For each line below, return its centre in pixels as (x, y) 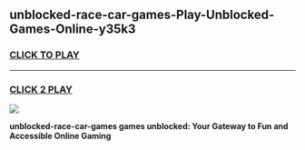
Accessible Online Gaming (60, 135)
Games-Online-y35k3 (73, 30)
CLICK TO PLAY (44, 55)
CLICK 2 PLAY (41, 89)
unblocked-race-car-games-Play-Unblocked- (142, 15)
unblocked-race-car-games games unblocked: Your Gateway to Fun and (149, 125)
